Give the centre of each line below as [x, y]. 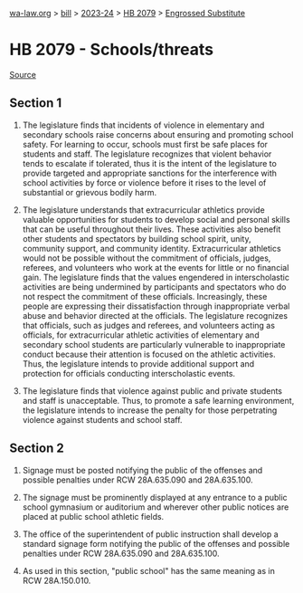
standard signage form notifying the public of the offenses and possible [156, 543]
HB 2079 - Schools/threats [112, 50]
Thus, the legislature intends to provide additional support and [138, 363]
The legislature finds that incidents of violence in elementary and [143, 125]
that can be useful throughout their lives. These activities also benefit [151, 229]
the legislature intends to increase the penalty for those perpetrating [150, 410]
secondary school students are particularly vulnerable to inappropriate [154, 344]
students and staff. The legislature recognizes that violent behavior [147, 154]
